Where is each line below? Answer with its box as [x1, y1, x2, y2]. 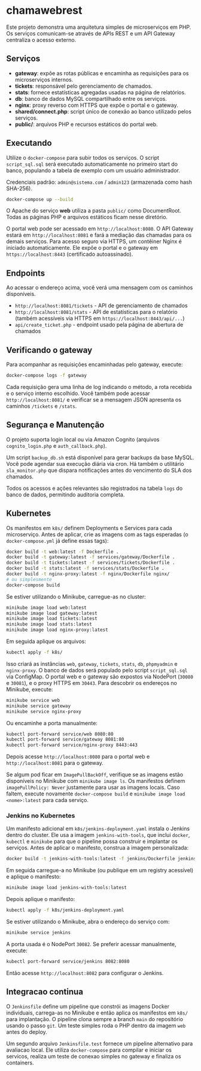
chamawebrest [6, 4, 83, 17]
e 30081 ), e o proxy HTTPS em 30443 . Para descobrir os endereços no [6, 679, 178, 686]
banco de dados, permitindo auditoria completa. [6, 490, 125, 498]
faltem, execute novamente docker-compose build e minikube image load [6, 790, 185, 797]
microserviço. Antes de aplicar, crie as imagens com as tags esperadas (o [6, 531, 188, 538]
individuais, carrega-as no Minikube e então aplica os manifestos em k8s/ [6, 1009, 188, 1016]
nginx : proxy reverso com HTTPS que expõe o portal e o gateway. [14, 101, 178, 109]
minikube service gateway [6, 703, 71, 709]
